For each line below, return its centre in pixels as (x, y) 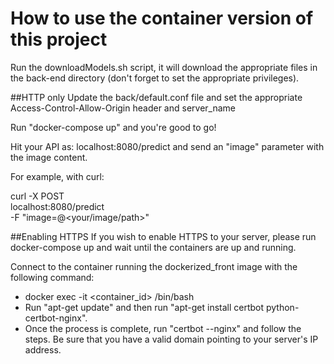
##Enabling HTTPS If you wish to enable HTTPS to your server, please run (163, 236)
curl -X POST (37, 196)
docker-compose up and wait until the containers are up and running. (153, 247)
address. (43, 349)
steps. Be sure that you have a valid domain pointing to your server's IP (171, 339)
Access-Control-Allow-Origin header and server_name (123, 108)
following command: (52, 277)
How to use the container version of (162, 18)
